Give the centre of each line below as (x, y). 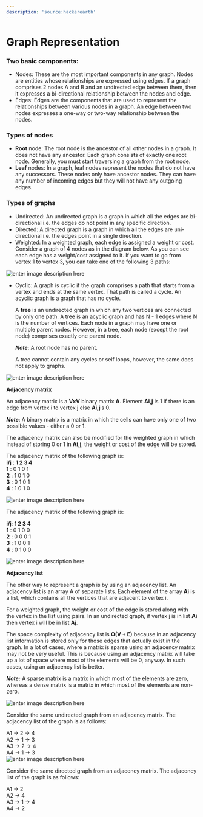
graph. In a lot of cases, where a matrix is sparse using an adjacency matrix (101, 647)
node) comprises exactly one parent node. (68, 336)
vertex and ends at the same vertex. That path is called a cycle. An (98, 291)
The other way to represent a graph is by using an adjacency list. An (92, 585)
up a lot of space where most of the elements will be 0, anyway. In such (96, 660)
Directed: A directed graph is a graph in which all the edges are (94, 229)
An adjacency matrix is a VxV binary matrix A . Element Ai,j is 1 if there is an (101, 401)
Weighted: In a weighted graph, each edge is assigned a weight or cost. (105, 242)
